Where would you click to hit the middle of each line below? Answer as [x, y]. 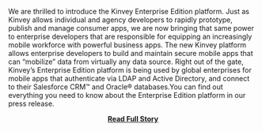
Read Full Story [133, 119]
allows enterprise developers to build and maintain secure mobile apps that [131, 53]
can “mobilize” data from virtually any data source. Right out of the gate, [126, 62]
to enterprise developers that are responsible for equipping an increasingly [130, 36]
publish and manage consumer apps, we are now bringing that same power [131, 28]
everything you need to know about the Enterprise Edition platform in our [127, 95]
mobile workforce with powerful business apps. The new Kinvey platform [127, 45]
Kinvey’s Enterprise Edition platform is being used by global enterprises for [130, 70]
